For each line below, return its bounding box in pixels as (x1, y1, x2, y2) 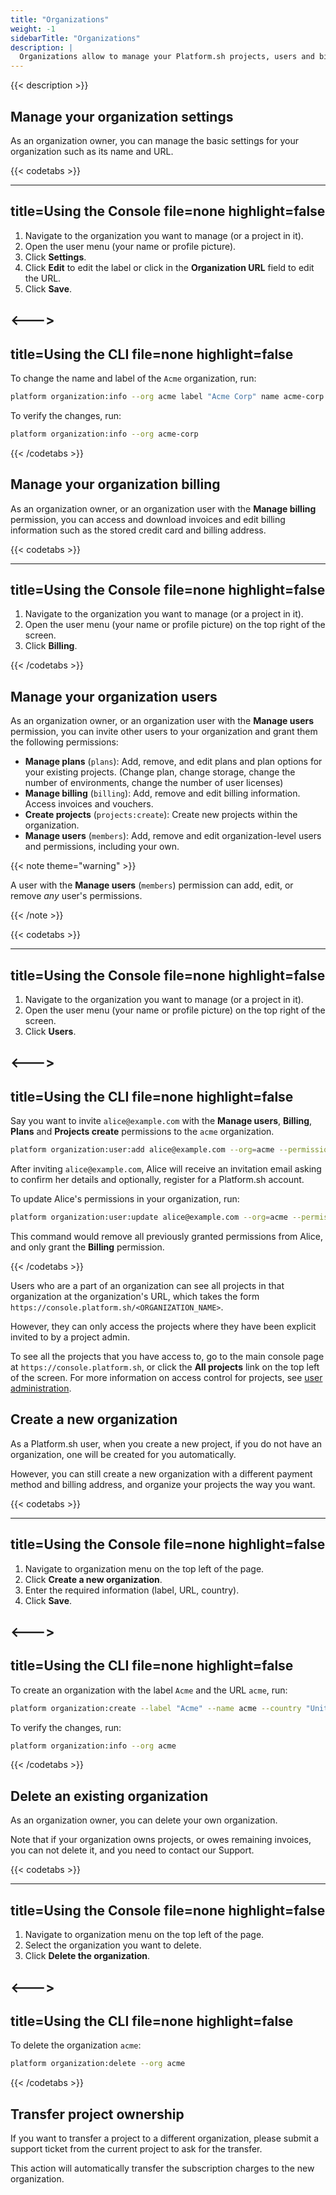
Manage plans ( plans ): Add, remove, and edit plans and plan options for (24, 756, 323, 768)
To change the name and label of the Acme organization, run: (10, 372, 257, 384)
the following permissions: (10, 736, 119, 748)
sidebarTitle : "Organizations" (10, 33, 141, 43)
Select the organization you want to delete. (24, 1939, 202, 1951)
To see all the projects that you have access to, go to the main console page (10, 1350, 325, 1362)
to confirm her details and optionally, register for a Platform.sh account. (10, 1174, 305, 1186)
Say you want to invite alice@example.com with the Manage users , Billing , (10, 1115, 313, 1127)
